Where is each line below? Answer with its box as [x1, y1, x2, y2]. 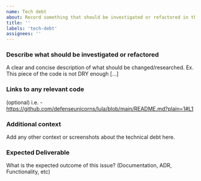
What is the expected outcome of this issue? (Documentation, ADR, [6, 162, 172, 169]
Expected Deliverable [6, 148, 70, 157]
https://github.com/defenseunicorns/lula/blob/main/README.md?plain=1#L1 [6, 105, 194, 112]
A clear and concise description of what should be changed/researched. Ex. [6, 64, 194, 71]
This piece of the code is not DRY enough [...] [6, 70, 119, 77]
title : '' [6, 20, 31, 26]
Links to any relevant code [6, 85, 85, 93]
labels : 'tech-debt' [6, 25, 58, 32]
